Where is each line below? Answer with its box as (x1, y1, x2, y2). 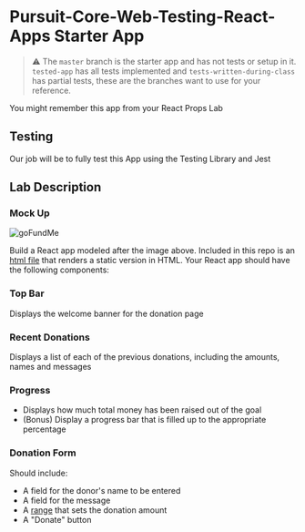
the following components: (9, 264, 109, 275)
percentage (22, 424, 66, 435)
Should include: (9, 467, 68, 478)
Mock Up (9, 207, 50, 220)
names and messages (9, 362, 92, 373)
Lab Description (9, 179, 102, 195)
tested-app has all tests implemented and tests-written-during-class (31, 66, 296, 77)
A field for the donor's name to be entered (22, 485, 181, 496)
